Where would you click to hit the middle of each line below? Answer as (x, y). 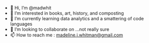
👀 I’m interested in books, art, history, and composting (67, 13)
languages (21, 24)
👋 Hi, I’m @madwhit (31, 8)
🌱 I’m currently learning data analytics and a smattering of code (77, 18)
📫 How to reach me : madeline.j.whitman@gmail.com (67, 35)
